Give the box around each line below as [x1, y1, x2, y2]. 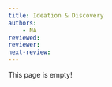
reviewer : [8, 41, 41, 49]
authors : [8, 19, 37, 27]
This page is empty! [8, 70, 73, 79]
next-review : [8, 48, 51, 56]
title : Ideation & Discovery [8, 11, 104, 20]
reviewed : [8, 33, 41, 42]
